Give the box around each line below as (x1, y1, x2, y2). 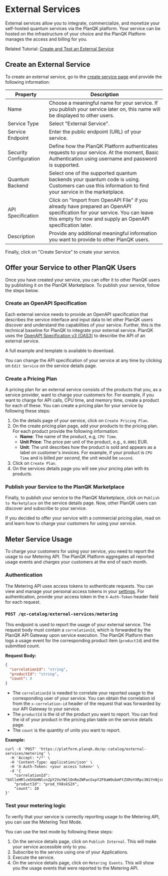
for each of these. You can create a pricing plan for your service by (5, 403, 143, 409)
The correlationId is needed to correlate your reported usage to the (12, 690, 154, 696)
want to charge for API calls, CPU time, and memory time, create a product (5, 397, 159, 403)
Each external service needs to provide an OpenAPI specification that (5, 311, 148, 317)
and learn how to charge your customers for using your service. (5, 520, 136, 527)
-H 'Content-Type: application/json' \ (9, 760, 93, 765)
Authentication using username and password (48, 155, 157, 162)
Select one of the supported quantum (48, 169, 137, 177)
